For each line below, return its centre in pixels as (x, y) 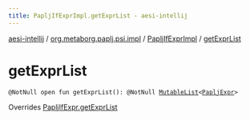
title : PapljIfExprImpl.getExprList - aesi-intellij (98, 16)
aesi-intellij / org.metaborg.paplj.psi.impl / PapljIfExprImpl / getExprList (125, 38)
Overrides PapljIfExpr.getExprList (63, 107)
